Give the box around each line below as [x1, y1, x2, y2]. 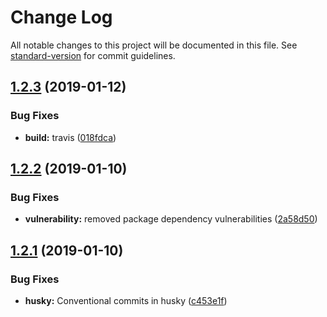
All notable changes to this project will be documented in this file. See [10, 39, 298, 51]
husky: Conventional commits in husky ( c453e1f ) [24, 295, 228, 306]
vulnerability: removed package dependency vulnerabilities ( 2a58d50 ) [24, 213, 318, 225]
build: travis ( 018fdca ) [24, 131, 117, 143]
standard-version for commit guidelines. [10, 49, 176, 61]
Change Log [10, 6, 113, 29]
